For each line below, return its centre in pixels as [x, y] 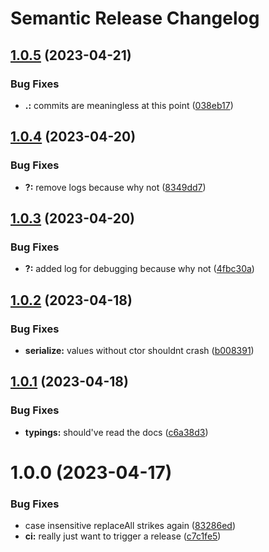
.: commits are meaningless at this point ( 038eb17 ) [129, 105]
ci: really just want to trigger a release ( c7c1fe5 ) [123, 536]
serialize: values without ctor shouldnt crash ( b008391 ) [139, 350]
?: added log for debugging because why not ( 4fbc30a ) [139, 269]
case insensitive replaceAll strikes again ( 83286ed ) [130, 526]
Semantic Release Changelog [135, 18]
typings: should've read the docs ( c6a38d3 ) [116, 432]
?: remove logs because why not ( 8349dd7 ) [115, 187]
